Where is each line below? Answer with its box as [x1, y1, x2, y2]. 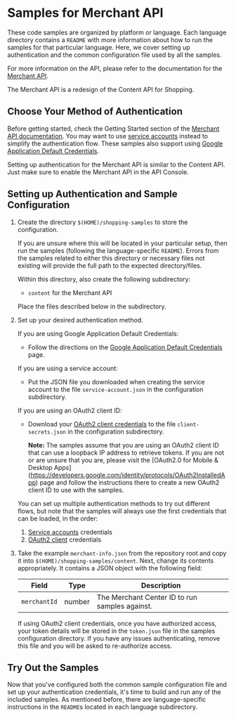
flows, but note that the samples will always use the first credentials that [17, 507, 227, 515]
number [64, 596, 90, 606]
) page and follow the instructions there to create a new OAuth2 [35, 478, 220, 486]
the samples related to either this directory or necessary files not [17, 254, 205, 262]
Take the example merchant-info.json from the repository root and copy [17, 549, 227, 557]
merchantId [20, 597, 58, 606]
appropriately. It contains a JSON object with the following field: [17, 563, 202, 572]
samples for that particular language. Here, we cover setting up [7, 43, 191, 51]
